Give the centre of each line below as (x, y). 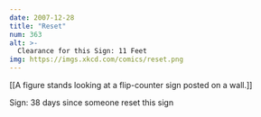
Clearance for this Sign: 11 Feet (82, 51)
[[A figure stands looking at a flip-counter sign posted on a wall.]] (131, 85)
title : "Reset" (38, 26)
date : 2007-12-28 (42, 18)
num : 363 (26, 34)
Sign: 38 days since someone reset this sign (92, 103)
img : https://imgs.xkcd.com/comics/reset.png (96, 59)
